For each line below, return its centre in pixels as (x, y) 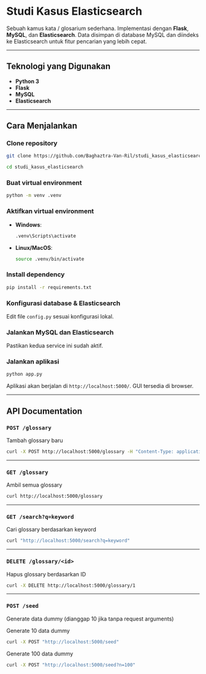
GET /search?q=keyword (40, 517)
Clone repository (32, 144)
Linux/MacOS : (34, 247)
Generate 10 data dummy (38, 630)
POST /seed (22, 606)
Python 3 (27, 81)
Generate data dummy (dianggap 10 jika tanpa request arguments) (90, 619)
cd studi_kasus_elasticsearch (45, 167)
